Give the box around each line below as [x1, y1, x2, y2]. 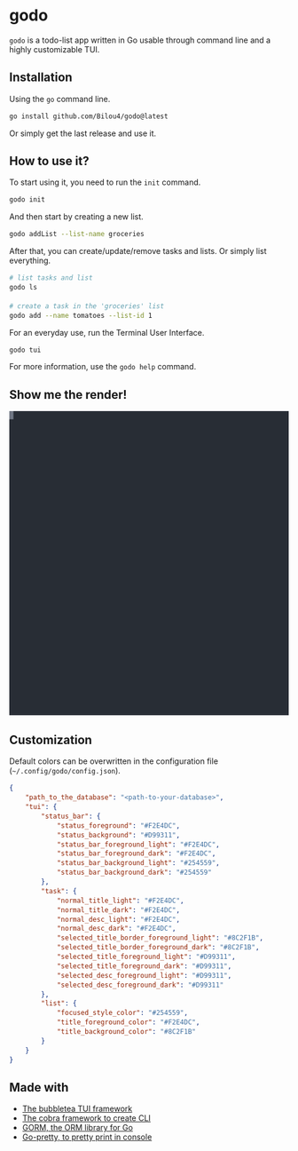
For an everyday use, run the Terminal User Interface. [9, 327, 205, 337]
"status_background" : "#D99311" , [56, 830, 180, 839]
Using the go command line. [9, 93, 111, 104]
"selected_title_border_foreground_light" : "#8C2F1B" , [56, 933, 264, 942]
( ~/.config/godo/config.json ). [9, 766, 122, 776]
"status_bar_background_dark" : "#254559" [56, 868, 213, 877]
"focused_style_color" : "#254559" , [56, 1009, 189, 1018]
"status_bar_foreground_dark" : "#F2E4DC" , [56, 849, 216, 858]
